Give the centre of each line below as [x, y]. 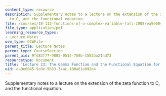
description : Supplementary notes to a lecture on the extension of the [82, 14]
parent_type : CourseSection [34, 51]
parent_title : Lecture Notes [35, 46]
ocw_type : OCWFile [24, 42]
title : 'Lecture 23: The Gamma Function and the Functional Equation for [83, 64]
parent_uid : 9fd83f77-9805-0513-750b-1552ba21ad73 [58, 55]
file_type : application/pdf [34, 28]
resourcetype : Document [30, 60]
